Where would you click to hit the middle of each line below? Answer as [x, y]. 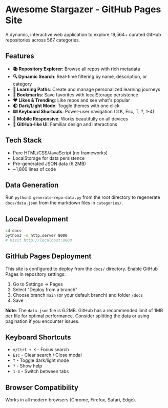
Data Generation [32, 185]
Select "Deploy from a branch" [45, 289]
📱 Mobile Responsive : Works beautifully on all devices [70, 118]
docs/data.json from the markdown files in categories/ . [64, 203]
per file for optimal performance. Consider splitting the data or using [77, 316]
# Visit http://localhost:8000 [39, 240]
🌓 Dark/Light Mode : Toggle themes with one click [66, 106]
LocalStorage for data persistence [49, 158]
